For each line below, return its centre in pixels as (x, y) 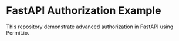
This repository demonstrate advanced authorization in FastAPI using (90, 27)
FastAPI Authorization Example (84, 11)
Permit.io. (18, 32)
